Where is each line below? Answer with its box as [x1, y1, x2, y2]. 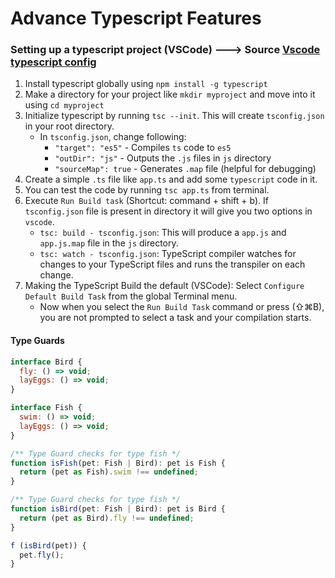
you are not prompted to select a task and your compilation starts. [39, 312, 312, 324]
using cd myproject [24, 99, 105, 111]
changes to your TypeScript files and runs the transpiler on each [39, 258, 306, 271]
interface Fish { [10, 403, 83, 413]
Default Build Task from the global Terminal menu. [24, 290, 238, 302]
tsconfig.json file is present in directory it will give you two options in [24, 205, 313, 217]
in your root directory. [24, 120, 115, 132]
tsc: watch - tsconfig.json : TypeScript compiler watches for [39, 248, 297, 260]
